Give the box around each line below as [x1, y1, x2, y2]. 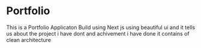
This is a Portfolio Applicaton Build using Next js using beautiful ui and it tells [6, 24, 196, 31]
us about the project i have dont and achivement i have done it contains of [6, 30, 190, 37]
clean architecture [6, 36, 51, 43]
